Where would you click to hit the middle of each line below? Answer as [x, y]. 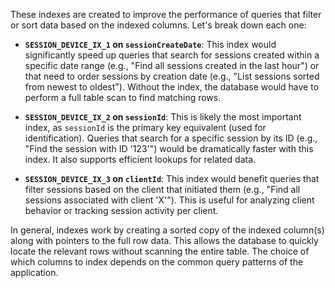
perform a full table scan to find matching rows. [123, 97]
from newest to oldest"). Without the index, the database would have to [172, 87]
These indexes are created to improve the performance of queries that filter [166, 14]
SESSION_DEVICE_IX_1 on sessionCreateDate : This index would [150, 44]
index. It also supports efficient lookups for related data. [140, 159]
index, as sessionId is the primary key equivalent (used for [145, 127]
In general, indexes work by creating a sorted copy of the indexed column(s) [167, 230]
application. [34, 272]
